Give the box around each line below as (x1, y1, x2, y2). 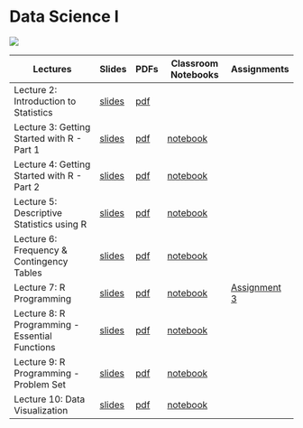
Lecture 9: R (14, 355, 66, 368)
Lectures (32, 62, 72, 75)
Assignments (231, 62, 289, 75)
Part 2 (14, 181, 41, 193)
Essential (14, 330, 52, 342)
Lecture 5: (14, 195, 58, 208)
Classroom (170, 57, 219, 70)
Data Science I (9, 6, 119, 27)
